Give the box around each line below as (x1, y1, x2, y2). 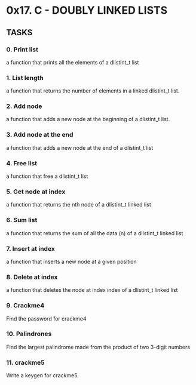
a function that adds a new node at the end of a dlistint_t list (6, 144, 154, 151)
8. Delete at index (6, 273, 58, 281)
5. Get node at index (6, 187, 66, 196)
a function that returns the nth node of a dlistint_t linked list (6, 201, 151, 208)
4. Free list (6, 159, 38, 167)
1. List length (6, 73, 44, 82)
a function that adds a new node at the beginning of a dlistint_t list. (6, 116, 170, 123)
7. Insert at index (6, 244, 56, 252)
